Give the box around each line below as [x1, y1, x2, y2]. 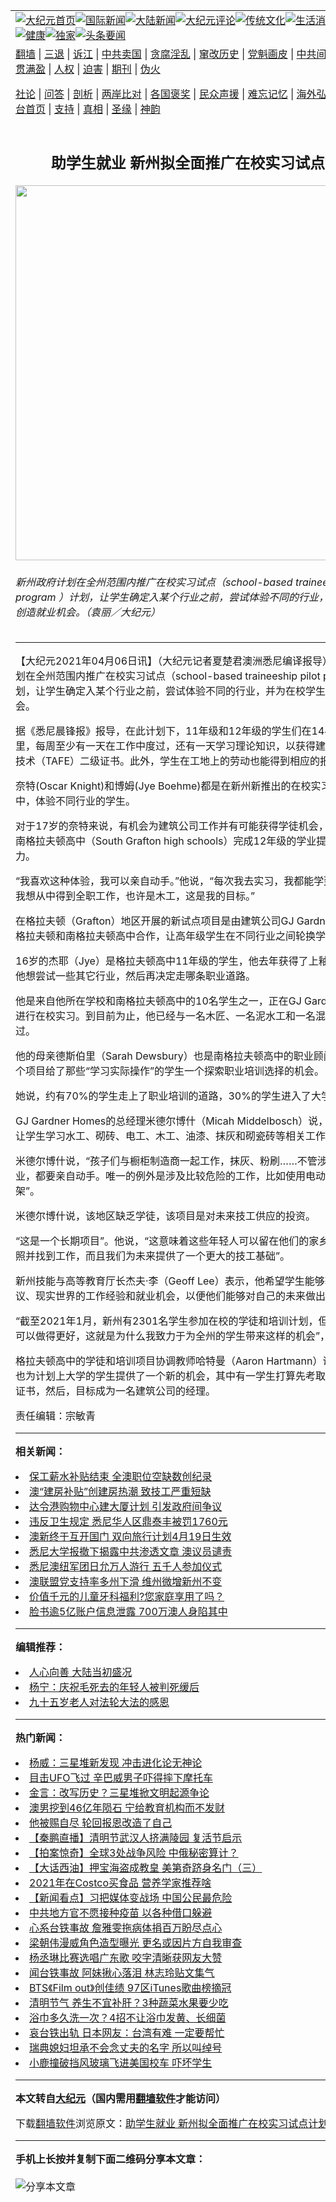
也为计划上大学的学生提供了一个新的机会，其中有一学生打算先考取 [15, 1369, 327, 1383]
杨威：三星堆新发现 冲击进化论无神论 [29, 1756, 203, 1770]
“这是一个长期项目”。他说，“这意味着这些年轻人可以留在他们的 [15, 1234, 310, 1248]
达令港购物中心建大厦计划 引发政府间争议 [29, 1500, 223, 1514]
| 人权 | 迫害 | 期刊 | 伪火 [48, 62, 161, 76]
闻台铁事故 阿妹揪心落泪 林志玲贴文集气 [29, 1966, 215, 1980]
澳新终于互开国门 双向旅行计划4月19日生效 [29, 1530, 232, 1544]
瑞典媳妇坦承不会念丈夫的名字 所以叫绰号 [29, 2041, 223, 2055]
